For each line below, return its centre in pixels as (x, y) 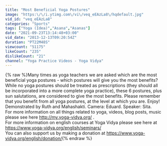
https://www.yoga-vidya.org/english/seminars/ (53, 128)
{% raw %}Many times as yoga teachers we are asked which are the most (81, 75)
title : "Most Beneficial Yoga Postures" (48, 10)
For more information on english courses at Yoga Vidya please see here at (81, 123)
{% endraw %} (77, 139)
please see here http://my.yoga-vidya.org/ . (50, 117)
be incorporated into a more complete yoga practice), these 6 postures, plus (83, 91)
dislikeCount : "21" (25, 56)
